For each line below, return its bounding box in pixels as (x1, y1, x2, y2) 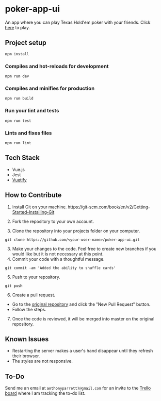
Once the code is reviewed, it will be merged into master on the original (12, 316, 155, 321)
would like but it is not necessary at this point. (12, 251, 104, 257)
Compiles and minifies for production (5, 85, 95, 92)
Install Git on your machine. (12, 204, 67, 210)
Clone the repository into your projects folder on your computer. (12, 228, 140, 234)
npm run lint (5, 140, 32, 145)
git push (5, 283, 23, 288)
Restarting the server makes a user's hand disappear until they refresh (12, 348, 153, 354)
